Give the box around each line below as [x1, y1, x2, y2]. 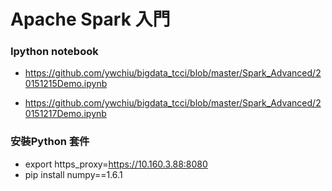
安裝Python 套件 [10, 135, 90, 149]
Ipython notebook [10, 45, 99, 59]
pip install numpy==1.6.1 [24, 168, 123, 180]
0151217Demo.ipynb [24, 108, 107, 120]
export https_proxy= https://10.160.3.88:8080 [24, 158, 208, 170]
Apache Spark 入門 [10, 8, 171, 31]
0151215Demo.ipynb [24, 78, 108, 90]
